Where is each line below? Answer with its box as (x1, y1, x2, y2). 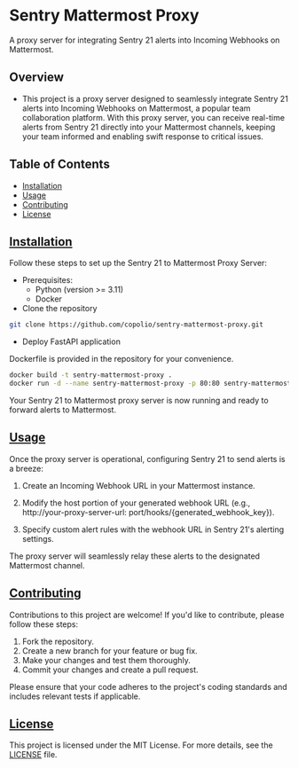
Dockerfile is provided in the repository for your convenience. (9, 354, 234, 364)
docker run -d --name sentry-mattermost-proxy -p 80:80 (9, 379, 220, 388)
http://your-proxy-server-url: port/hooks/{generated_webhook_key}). (21, 506, 275, 517)
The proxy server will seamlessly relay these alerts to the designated (9, 551, 260, 561)
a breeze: (9, 463, 44, 474)
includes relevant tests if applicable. (9, 691, 141, 701)
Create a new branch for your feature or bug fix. (21, 645, 198, 656)
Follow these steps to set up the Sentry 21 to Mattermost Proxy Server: (9, 258, 268, 269)
